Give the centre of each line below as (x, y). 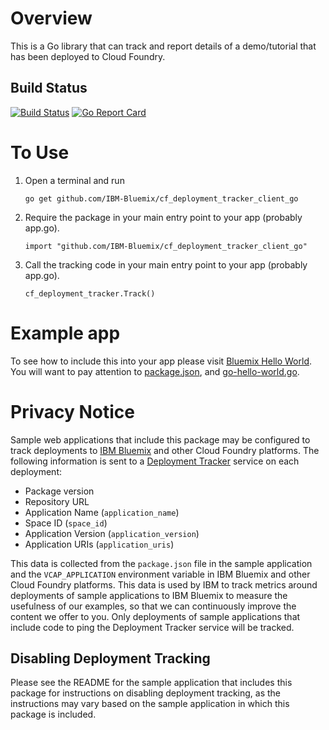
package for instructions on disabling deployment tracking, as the (146, 693)
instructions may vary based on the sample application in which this (150, 704)
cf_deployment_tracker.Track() (90, 293)
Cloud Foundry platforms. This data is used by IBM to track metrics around (164, 584)
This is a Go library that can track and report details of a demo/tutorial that (163, 46)
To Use (40, 152)
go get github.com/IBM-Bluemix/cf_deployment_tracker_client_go (161, 198)
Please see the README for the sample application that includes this (151, 683)
